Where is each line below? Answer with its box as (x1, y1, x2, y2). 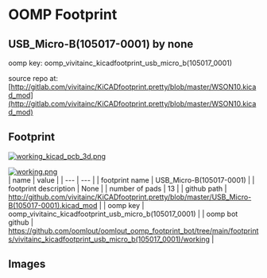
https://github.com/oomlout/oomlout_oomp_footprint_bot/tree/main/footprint (8, 226, 259, 235)
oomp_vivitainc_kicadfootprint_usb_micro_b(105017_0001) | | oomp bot (8, 209, 238, 218)
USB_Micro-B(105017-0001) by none (8, 37, 194, 51)
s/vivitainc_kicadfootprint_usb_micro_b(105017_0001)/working (8, 234, 211, 244)
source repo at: (8, 74, 58, 83)
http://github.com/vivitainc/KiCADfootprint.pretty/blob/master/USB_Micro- (8, 192, 252, 202)
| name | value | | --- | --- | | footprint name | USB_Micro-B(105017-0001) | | (8, 175, 255, 184)
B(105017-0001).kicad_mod (8, 200, 98, 210)
